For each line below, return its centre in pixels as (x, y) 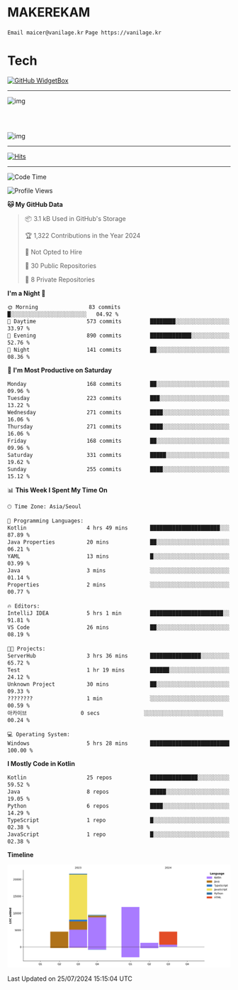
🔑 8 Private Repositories (60, 279)
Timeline (21, 854)
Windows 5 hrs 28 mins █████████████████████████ (119, 743)
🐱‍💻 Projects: (27, 649)
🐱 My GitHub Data (35, 204)
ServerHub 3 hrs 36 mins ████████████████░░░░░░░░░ (119, 656)
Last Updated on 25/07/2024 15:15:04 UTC (70, 979)
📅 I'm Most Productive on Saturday (59, 370)
